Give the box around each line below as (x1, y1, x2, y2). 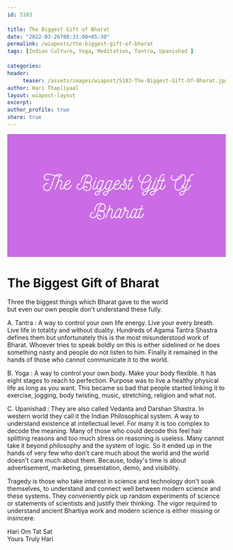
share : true (7, 114, 42, 121)
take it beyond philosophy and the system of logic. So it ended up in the (7, 442, 212, 450)
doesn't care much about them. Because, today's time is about (7, 456, 187, 465)
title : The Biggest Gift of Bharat (7, 26, 110, 33)
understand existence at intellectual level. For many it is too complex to (7, 419, 210, 428)
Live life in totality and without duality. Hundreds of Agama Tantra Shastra (7, 326, 218, 335)
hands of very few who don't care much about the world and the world (7, 449, 209, 458)
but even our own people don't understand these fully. (7, 306, 163, 314)
